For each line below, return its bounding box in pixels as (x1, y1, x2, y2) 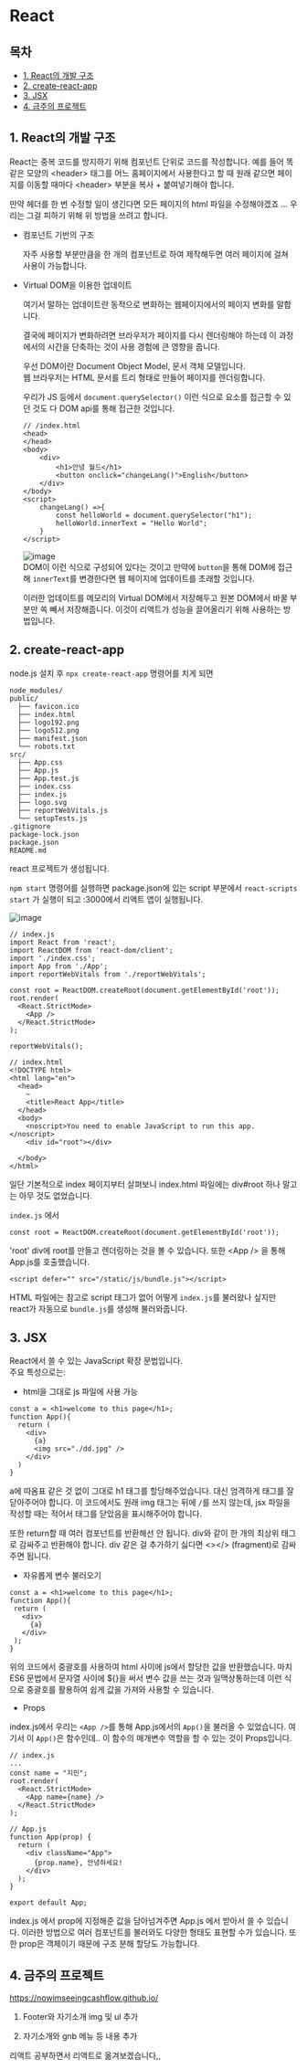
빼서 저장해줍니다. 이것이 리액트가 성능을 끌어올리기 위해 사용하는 (49, 604, 281, 615)
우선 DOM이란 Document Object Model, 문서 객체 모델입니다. (22, 360, 246, 371)
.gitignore (9, 821, 51, 831)
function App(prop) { (9, 1832, 92, 1842)
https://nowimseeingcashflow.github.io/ (9, 1992, 159, 2003)
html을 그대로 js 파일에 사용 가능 (22, 1386, 139, 1398)
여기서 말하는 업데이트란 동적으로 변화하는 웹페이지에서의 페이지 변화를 (22, 299, 275, 310)
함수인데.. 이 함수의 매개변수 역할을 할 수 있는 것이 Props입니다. (66, 1733, 292, 1744)
